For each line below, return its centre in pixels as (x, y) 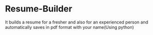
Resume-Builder (39, 9)
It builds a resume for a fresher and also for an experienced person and (77, 22)
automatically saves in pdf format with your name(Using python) (69, 27)
